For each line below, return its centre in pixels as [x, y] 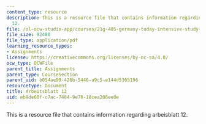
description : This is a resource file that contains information [91, 18]
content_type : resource [37, 12]
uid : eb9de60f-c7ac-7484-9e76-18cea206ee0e [63, 97]
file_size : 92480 [29, 35]
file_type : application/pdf [42, 40]
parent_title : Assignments [41, 69]
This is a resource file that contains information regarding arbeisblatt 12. [97, 114]
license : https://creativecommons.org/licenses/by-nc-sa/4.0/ [87, 57]
